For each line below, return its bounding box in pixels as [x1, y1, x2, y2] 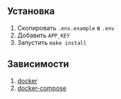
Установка [7, 5, 55, 17]
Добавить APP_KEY [17, 31, 71, 39]
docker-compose [17, 84, 67, 92]
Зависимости [7, 58, 69, 70]
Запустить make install [17, 38, 87, 47]
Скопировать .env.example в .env [17, 23, 115, 32]
